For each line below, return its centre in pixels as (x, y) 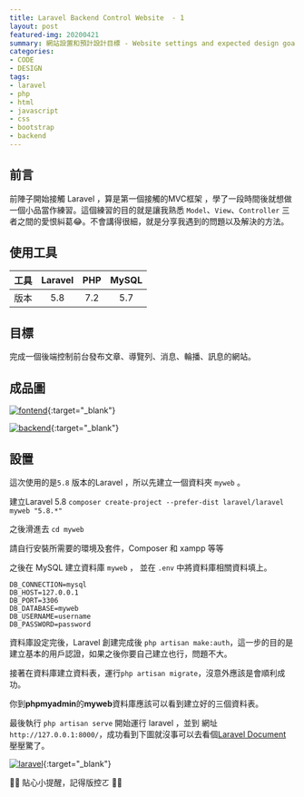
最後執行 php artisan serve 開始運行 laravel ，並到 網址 (113, 723)
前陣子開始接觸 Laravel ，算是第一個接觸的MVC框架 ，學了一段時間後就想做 (151, 198)
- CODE (22, 60)
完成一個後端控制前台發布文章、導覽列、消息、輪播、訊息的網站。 (132, 357)
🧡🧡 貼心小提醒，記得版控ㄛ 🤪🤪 (66, 782)
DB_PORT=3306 (34, 600)
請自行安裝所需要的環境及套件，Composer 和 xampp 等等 (117, 548)
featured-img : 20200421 (54, 34)
